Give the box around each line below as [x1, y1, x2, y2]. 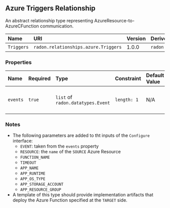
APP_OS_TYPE [20, 177, 46, 182]
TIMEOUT [20, 160, 36, 165]
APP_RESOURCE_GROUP [20, 187, 62, 192]
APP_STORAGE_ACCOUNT [20, 182, 64, 187]
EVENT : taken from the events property [20, 143, 99, 149]
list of [55, 94, 72, 101]
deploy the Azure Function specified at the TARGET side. [12, 197, 127, 203]
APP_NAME [20, 166, 39, 171]
